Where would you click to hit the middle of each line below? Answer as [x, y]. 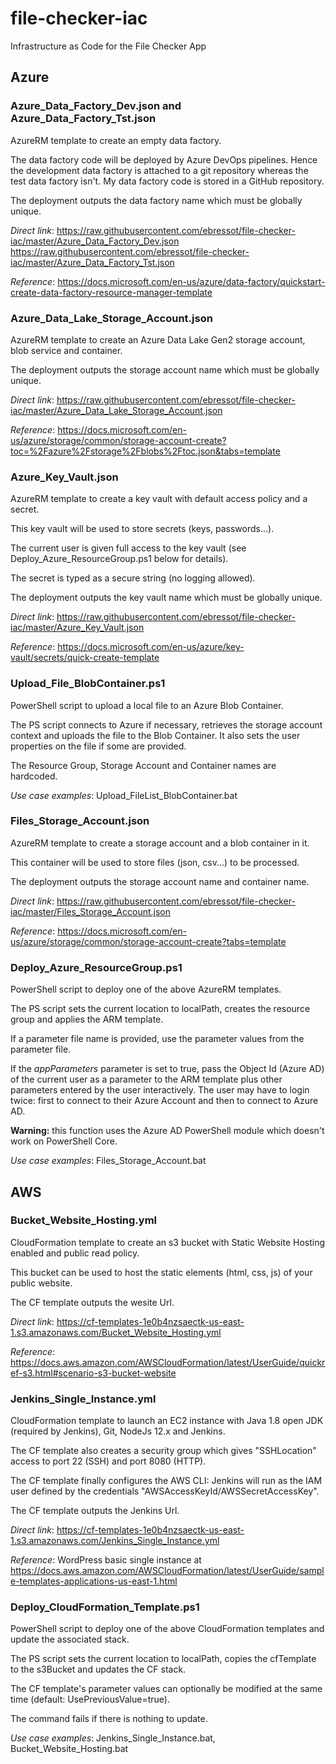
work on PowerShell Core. [64, 1141]
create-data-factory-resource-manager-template [111, 292]
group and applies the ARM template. [87, 1019]
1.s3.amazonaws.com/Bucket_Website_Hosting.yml [116, 1332]
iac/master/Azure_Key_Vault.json [77, 628]
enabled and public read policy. [75, 1253]
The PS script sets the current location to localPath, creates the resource [160, 1009]
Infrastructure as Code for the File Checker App [108, 46]
